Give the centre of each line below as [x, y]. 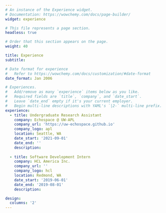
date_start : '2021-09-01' [41, 138]
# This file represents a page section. [48, 28]
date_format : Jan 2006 [29, 78]
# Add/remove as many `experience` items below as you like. [72, 92]
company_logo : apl [33, 129]
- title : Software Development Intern [50, 157]
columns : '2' [23, 203]
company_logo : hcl [33, 171]
